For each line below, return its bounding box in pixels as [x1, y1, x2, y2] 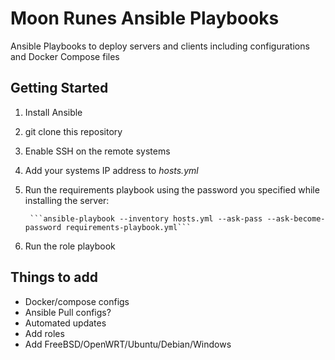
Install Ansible [24, 106, 83, 118]
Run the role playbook [24, 240, 116, 252]
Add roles [24, 327, 65, 339]
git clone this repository [24, 125, 123, 137]
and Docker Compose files [10, 50, 120, 62]
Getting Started [10, 80, 109, 97]
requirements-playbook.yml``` [65, 222, 192, 232]
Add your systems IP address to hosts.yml [24, 164, 199, 176]
